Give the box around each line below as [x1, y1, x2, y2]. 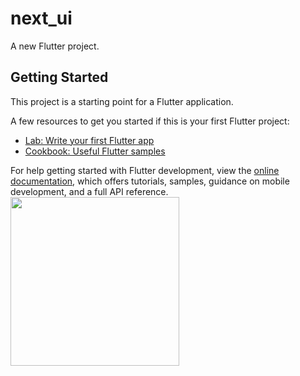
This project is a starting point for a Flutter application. [10, 95, 234, 107]
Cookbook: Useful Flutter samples [24, 145, 166, 157]
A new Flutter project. [10, 40, 100, 52]
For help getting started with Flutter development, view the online [10, 164, 280, 176]
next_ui [10, 7, 73, 30]
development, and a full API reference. [10, 185, 169, 197]
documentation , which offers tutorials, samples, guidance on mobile [10, 175, 290, 187]
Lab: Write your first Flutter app [24, 134, 155, 146]
